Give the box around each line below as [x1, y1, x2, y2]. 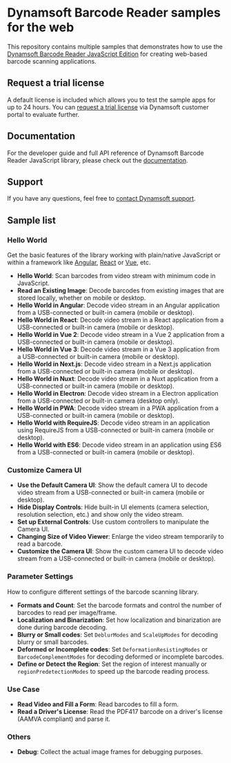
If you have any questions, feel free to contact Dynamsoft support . [7, 194, 196, 203]
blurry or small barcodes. [17, 638, 89, 646]
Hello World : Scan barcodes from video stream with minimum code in [17, 272, 216, 280]
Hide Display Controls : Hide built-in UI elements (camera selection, [17, 503, 210, 511]
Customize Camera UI [7, 465, 81, 475]
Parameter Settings [7, 572, 74, 582]
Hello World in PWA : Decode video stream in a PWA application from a [17, 404, 219, 412]
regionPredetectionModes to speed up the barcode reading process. [17, 667, 210, 675]
